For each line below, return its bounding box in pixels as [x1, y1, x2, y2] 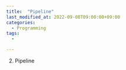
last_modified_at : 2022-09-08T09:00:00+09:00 [6, 14, 120, 20]
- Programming [11, 25, 46, 31]
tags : [6, 31, 20, 36]
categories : [6, 19, 35, 25]
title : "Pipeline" [6, 8, 54, 15]
